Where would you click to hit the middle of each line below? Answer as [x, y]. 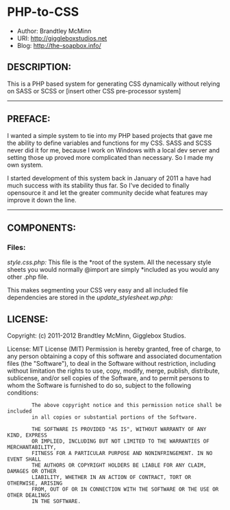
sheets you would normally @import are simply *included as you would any [113, 270]
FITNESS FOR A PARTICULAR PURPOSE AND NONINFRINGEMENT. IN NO [122, 454]
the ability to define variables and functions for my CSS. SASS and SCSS [110, 143]
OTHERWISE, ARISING [35, 484]
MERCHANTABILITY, [32, 448]
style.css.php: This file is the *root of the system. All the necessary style [109, 262]
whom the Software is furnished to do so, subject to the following [99, 386]
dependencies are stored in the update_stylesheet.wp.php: [90, 298]
